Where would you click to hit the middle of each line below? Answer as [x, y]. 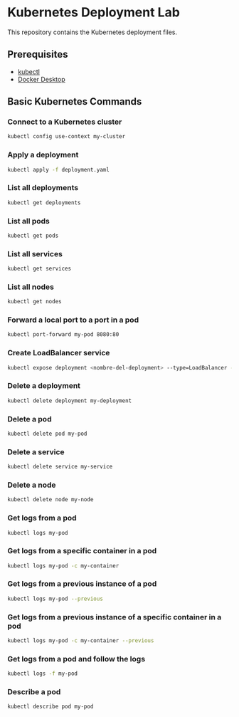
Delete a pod [30, 419]
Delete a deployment [44, 386]
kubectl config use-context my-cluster [67, 137]
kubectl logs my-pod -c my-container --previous [81, 641]
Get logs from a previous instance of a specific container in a [115, 617]
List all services [35, 253]
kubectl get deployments [44, 203]
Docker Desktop [41, 79]
